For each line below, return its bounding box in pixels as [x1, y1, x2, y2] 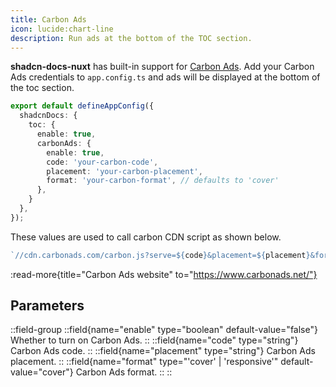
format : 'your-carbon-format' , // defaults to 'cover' [46, 176, 280, 186]
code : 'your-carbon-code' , [46, 157, 159, 167]
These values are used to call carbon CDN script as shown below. [10, 231, 282, 243]
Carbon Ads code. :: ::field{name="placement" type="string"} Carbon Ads [10, 345, 316, 357]
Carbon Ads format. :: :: [75, 366, 173, 378]
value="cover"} [10, 366, 74, 378]
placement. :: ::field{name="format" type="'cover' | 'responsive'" [10, 356, 279, 368]
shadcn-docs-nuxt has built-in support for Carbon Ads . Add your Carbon [10, 61, 315, 73]
